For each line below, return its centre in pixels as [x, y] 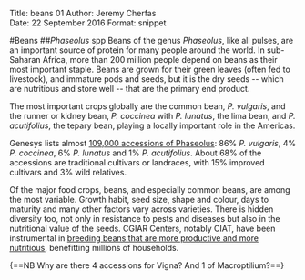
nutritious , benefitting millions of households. [94, 248]
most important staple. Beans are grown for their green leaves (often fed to [150, 69]
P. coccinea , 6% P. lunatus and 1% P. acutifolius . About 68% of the [136, 153]
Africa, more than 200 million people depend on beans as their [160, 60]
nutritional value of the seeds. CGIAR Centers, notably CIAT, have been [142, 228]
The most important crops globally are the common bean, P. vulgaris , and [147, 106]
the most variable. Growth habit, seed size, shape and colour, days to [139, 200]
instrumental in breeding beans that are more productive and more [134, 238]
